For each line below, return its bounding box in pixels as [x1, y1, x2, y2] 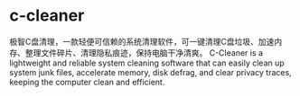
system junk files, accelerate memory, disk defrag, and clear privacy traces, [9, 66, 292, 77]
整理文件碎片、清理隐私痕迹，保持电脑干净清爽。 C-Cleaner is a [24, 47, 264, 58]
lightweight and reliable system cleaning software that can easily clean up [9, 57, 285, 68]
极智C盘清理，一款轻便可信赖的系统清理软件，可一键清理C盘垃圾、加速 [9, 36, 275, 47]
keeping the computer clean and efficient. [9, 76, 165, 87]
